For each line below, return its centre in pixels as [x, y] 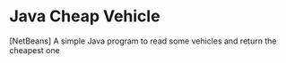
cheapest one [35, 50]
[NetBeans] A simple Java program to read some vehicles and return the [143, 41]
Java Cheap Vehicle [85, 16]
